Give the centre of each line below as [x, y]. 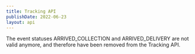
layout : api [20, 22]
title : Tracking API [31, 11]
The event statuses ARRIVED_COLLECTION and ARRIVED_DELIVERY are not [97, 39]
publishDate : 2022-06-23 [36, 17]
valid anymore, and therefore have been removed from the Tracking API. [93, 45]
